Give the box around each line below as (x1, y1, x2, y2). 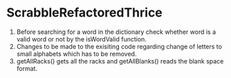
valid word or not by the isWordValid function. (16, 35, 147, 43)
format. (16, 64, 38, 72)
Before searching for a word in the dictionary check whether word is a (16, 28, 216, 36)
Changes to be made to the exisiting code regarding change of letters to (16, 42, 223, 50)
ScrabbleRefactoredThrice (6, 5, 163, 21)
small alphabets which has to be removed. (16, 50, 137, 58)
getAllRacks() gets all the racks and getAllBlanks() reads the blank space (16, 57, 224, 65)
